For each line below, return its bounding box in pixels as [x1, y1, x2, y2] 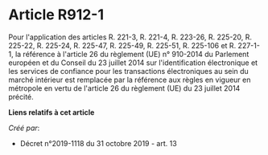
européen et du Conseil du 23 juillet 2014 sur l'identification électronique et [8, 58, 258, 67]
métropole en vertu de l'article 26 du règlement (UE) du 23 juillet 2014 [8, 83, 241, 93]
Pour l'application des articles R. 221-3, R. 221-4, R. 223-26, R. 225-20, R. [8, 32, 252, 42]
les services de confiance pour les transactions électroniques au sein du [8, 66, 249, 75]
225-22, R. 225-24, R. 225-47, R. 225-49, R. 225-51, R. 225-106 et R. [8, 40, 237, 50]
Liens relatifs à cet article [8, 107, 95, 117]
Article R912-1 [8, 6, 105, 24]
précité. [8, 92, 34, 101]
